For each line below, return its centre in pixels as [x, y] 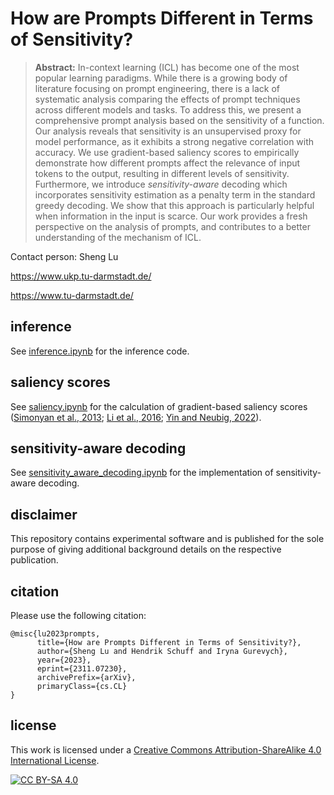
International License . [55, 760]
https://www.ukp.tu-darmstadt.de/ [81, 276]
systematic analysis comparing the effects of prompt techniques [167, 99]
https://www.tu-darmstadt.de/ [72, 295]
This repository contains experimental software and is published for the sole [167, 539]
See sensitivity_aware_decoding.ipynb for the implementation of [142, 473]
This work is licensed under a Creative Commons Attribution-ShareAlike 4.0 [166, 749]
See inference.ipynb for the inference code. [100, 351]
